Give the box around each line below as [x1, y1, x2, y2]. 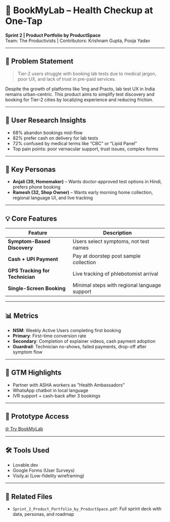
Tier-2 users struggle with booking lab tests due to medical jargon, [17, 71, 157, 77]
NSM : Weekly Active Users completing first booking [12, 328, 121, 333]
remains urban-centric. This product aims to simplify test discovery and [5, 91, 155, 97]
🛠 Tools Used [5, 446, 50, 455]
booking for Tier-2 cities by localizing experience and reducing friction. [5, 96, 153, 103]
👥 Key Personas [5, 165, 56, 174]
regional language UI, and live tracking [12, 195, 93, 201]
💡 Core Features [5, 214, 57, 223]
